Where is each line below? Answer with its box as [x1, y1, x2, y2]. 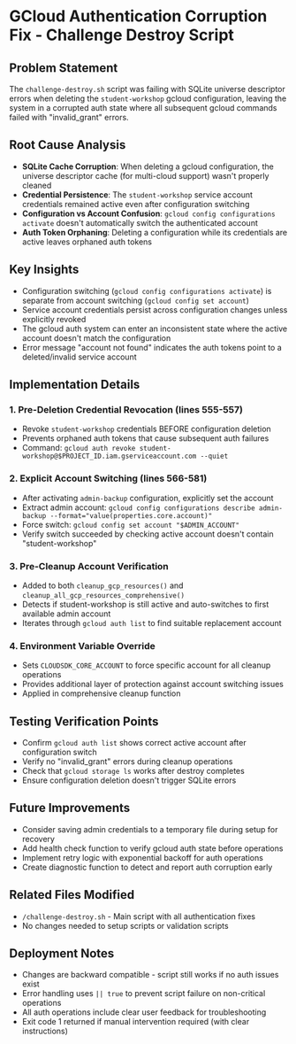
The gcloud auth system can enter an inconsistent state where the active [21, 323, 288, 334]
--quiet [200, 452, 229, 461]
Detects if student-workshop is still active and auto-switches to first [21, 599, 269, 609]
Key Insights [9, 262, 80, 277]
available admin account [21, 608, 111, 619]
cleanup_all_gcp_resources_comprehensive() [21, 591, 186, 599]
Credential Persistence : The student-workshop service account [21, 189, 254, 200]
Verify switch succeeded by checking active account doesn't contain [21, 529, 274, 539]
